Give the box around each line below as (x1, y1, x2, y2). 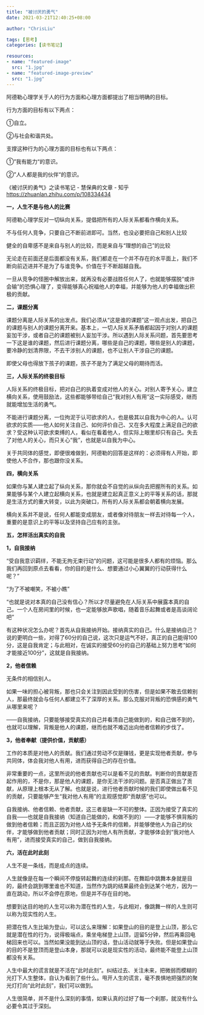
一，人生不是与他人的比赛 (6, 203, 70, 210)
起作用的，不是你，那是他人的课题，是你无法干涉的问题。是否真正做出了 (6, 777, 187, 785)
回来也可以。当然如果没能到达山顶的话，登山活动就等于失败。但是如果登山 (11, 938, 198, 946)
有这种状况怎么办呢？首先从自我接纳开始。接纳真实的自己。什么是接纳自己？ (6, 626, 198, 633)
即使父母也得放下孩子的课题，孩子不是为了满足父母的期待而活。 (6, 359, 166, 366)
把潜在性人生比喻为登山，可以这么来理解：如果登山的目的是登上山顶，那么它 (6, 923, 198, 931)
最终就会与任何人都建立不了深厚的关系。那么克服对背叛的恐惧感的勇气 (22, 695, 198, 703)
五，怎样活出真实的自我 (6, 531, 65, 538)
